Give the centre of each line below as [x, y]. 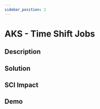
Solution [17, 68]
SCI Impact [21, 85]
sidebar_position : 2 [25, 10]
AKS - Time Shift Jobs [50, 33]
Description [23, 52]
